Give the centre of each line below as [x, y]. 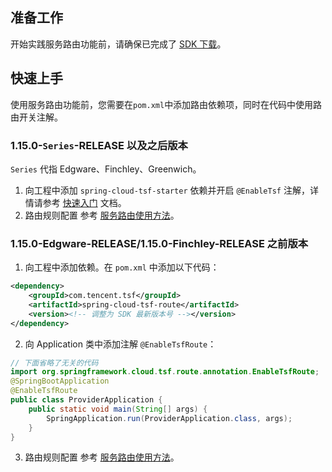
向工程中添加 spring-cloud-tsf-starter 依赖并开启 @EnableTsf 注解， [167, 190]
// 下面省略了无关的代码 [54, 363]
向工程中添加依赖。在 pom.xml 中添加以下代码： [122, 267]
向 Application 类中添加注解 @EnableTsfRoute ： [120, 344]
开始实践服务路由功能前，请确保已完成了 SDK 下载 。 [118, 44]
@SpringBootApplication [60, 381]
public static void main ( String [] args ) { [118, 409]
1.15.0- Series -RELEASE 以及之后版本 [99, 145]
